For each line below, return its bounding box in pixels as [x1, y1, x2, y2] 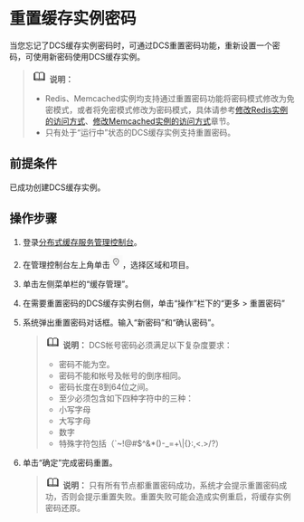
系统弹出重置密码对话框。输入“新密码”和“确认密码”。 [22, 317, 220, 327]
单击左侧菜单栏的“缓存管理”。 [22, 278, 134, 289]
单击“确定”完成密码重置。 [22, 457, 118, 468]
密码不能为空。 [58, 358, 115, 369]
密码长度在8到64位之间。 [58, 381, 154, 392]
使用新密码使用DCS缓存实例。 [33, 51, 146, 62]
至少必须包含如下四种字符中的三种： [58, 393, 195, 403]
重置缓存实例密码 [9, 8, 138, 29]
